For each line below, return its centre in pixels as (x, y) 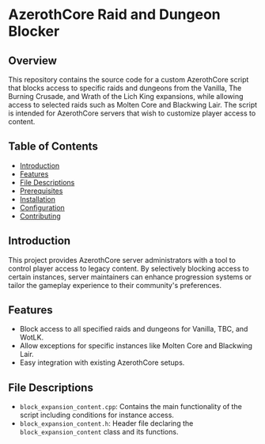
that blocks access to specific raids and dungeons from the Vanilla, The (125, 88)
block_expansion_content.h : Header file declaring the (106, 423)
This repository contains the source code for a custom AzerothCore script (129, 80)
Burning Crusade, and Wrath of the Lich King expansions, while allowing (126, 96)
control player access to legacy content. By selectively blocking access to (129, 268)
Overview (33, 61)
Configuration (42, 207)
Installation (38, 199)
